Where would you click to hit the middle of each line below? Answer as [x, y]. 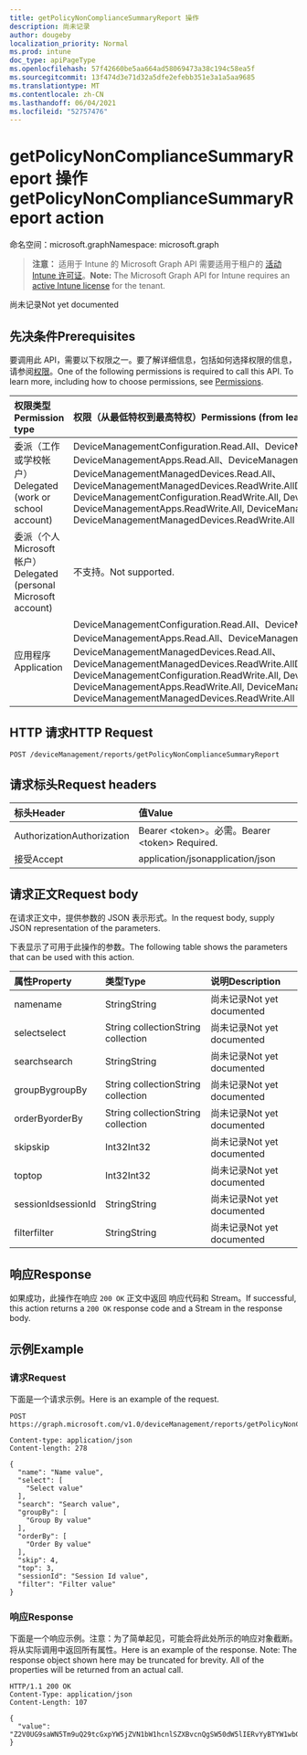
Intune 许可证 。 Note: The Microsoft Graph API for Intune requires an [161, 276]
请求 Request [38, 1378]
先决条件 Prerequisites [72, 336]
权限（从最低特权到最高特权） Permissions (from [178, 417]
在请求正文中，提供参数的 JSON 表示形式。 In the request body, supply [143, 918]
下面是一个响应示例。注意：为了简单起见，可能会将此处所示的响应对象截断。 [153, 1639]
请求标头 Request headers [83, 785]
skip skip [32, 1147]
